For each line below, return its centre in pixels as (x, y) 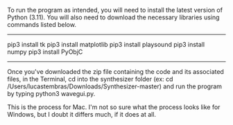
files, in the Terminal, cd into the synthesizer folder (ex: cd (90, 79)
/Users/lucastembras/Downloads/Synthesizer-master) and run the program (115, 86)
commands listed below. (42, 25)
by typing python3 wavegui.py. (51, 94)
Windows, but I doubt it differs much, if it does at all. (82, 114)
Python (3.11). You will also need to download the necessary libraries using (113, 17)
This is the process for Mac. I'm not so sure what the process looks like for (114, 107)
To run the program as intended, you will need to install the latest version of (115, 10)
